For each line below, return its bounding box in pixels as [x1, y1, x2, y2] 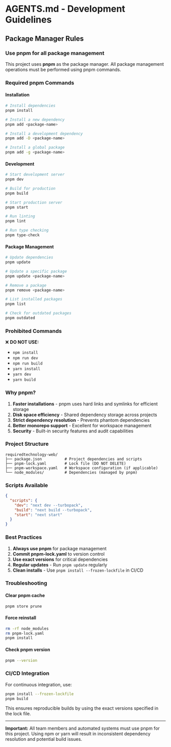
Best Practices [5, 534, 42, 541]
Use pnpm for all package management [5, 49, 104, 57]
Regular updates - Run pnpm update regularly [12, 561, 107, 568]
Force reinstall [5, 615, 37, 621]
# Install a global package [5, 145, 65, 150]
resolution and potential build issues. [5, 736, 82, 742]
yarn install [12, 367, 41, 372]
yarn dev [12, 372, 32, 377]
